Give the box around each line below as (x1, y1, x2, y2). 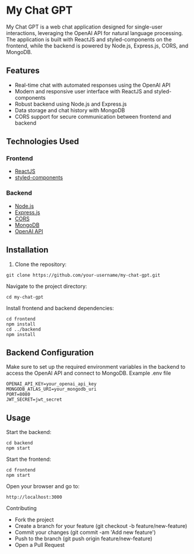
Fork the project (14, 516, 55, 523)
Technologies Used (6, 137, 79, 147)
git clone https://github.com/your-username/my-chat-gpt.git (6, 272, 161, 278)
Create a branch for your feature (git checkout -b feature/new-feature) (14, 523, 187, 530)
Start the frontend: (6, 455, 52, 463)
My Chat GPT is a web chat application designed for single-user (6, 23, 163, 30)
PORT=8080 (6, 391, 31, 398)
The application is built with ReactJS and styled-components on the (6, 36, 172, 43)
